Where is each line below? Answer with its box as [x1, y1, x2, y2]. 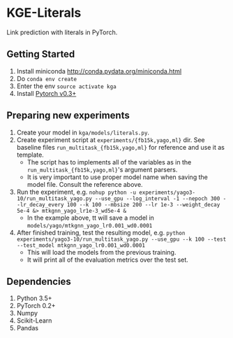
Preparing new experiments [6, 110, 130, 122]
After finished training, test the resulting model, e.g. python [16, 228, 186, 237]
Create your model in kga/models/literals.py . [16, 128, 150, 136]
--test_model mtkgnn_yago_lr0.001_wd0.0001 [16, 241, 146, 249]
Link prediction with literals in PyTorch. [6, 28, 118, 36]
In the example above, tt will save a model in [27, 213, 155, 222]
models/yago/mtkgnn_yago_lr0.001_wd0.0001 [27, 222, 153, 229]
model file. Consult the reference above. [27, 180, 144, 188]
